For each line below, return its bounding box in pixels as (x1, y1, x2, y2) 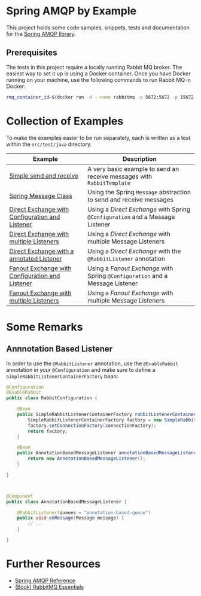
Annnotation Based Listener (6, 344, 113, 354)
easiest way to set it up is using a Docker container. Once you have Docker (6, 70, 191, 77)
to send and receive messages (87, 195, 173, 204)
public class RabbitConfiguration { (6, 395, 98, 401)
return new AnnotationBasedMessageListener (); (28, 456, 146, 461)
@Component (6, 493, 33, 499)
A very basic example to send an (87, 164, 179, 173)
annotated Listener (9, 254, 62, 262)
